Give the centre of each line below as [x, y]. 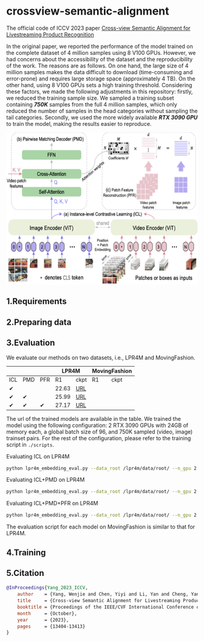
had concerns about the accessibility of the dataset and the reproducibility [100, 59]
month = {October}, [47, 613]
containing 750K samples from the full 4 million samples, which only [92, 104]
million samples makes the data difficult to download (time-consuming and [100, 72]
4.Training [26, 553]
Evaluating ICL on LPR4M [38, 456]
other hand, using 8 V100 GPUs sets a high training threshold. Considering [99, 85]
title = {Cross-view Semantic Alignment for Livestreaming [99, 601]
